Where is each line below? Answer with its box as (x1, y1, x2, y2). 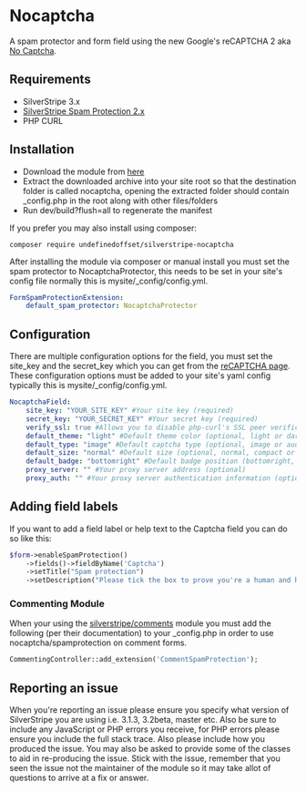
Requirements (9, 72, 91, 87)
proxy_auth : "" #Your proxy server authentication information (25, 474, 271, 483)
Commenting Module (9, 598, 105, 611)
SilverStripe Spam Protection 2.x (22, 106, 146, 117)
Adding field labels (9, 499, 118, 515)
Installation (9, 142, 75, 158)
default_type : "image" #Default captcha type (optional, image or (25, 439, 283, 449)
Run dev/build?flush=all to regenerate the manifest (22, 204, 213, 215)
